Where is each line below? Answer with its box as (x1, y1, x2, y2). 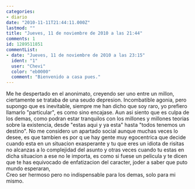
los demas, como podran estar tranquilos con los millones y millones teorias (6, 115, 189, 122)
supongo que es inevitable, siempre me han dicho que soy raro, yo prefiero (6, 103, 187, 110)
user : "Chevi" (11, 63, 46, 69)
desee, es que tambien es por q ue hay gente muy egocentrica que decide (6, 134, 186, 141)
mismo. (6, 177, 24, 185)
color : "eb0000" (11, 69, 51, 75)
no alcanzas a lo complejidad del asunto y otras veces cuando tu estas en (6, 146, 184, 153)
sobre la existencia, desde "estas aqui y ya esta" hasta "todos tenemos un (6, 122, 186, 129)
